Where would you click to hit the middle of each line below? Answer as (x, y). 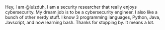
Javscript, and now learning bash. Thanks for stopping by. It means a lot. (80, 22)
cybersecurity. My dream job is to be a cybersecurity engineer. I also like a (82, 12)
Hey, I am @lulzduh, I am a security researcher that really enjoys (71, 7)
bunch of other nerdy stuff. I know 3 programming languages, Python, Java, (83, 17)
